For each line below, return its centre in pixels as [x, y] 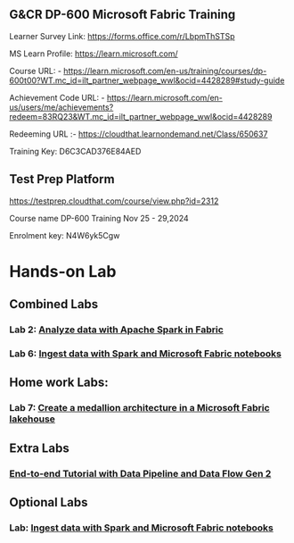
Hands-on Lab [63, 271]
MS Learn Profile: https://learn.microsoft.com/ [94, 54]
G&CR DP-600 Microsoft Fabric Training [122, 15]
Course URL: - [36, 71]
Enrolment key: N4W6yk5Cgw [65, 235]
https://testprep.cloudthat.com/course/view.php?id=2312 [114, 201]
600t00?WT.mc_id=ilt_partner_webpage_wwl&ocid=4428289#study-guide [147, 80]
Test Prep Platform [62, 179]
